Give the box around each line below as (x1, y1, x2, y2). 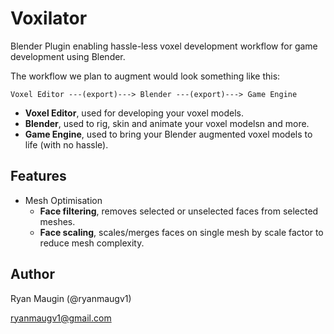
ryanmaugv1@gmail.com (10, 312, 112, 324)
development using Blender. (10, 50, 126, 62)
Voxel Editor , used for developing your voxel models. (24, 107, 245, 119)
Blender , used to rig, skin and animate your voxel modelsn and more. (24, 117, 310, 129)
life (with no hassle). (24, 138, 109, 151)
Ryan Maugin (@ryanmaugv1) (10, 292, 132, 304)
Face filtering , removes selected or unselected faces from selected (39, 205, 319, 217)
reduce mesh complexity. (39, 237, 145, 249)
